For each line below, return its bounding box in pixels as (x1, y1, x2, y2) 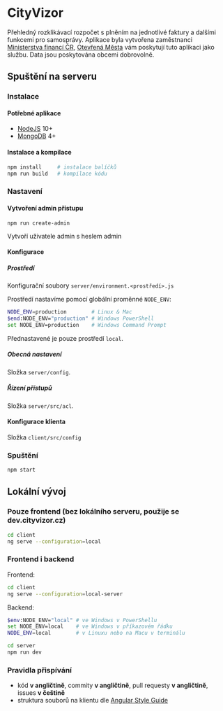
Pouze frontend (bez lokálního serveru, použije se (7, 507, 180, 516)
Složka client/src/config (7, 432, 82, 442)
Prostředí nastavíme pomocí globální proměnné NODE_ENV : (7, 295, 172, 304)
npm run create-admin (7, 219, 70, 227)
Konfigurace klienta (7, 418, 66, 426)
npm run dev (7, 649, 42, 656)
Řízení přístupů (7, 383, 52, 393)
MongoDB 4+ (17, 132, 56, 141)
